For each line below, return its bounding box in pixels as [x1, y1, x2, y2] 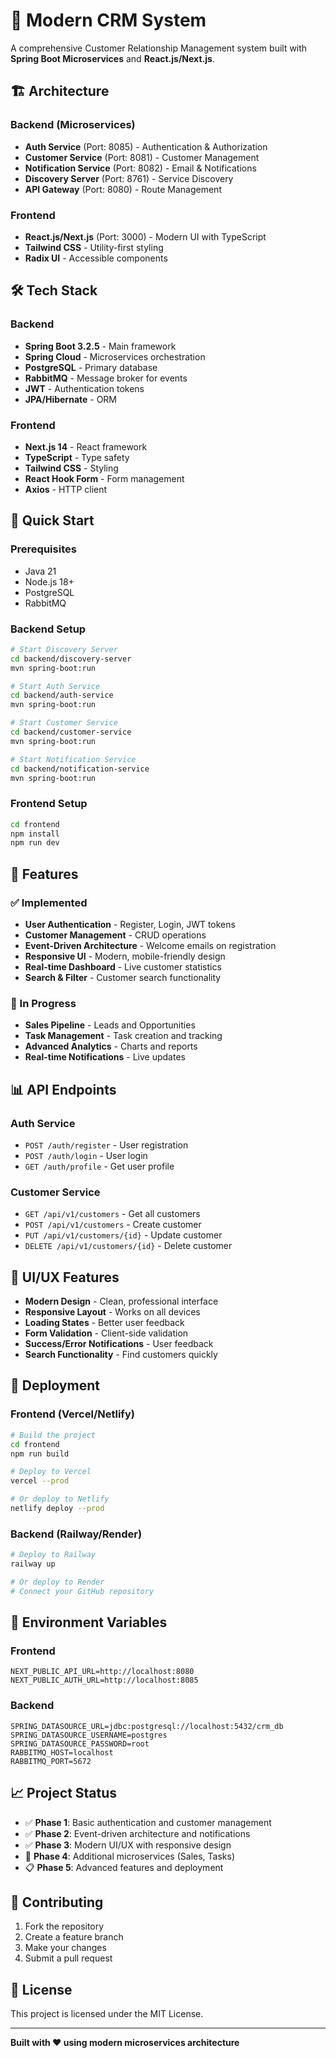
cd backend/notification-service [10, 764, 150, 774]
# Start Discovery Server [10, 644, 118, 654]
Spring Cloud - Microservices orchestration [24, 350, 206, 363]
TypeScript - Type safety [24, 451, 130, 463]
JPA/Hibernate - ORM [24, 393, 118, 405]
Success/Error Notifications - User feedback [24, 1338, 214, 1350]
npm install [10, 829, 60, 839]
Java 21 [24, 565, 57, 577]
